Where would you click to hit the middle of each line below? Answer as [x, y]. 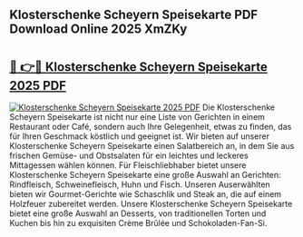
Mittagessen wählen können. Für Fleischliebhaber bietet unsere [128, 165]
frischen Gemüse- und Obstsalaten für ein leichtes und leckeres [129, 155]
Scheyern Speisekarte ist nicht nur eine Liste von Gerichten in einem [137, 117]
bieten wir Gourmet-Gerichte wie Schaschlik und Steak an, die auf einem [146, 194]
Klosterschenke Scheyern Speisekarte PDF [134, 15]
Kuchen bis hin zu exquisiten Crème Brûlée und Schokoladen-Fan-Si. [138, 223]
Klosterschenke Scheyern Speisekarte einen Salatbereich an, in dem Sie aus [152, 146]
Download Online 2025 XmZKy [98, 30]
